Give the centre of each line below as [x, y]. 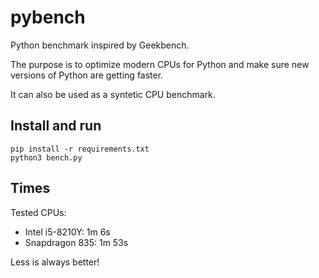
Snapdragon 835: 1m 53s [76, 242]
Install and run [56, 126]
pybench [48, 17]
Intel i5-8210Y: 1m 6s [67, 232]
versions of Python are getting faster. [87, 75]
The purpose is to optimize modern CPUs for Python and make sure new [160, 64]
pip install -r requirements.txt [80, 149]
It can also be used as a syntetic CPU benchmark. [113, 94]
